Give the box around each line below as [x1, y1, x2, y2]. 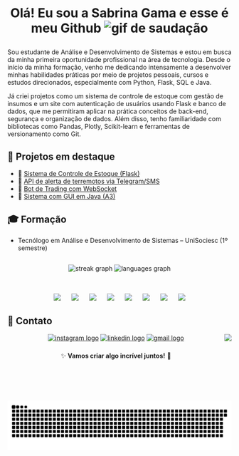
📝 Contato [7, 315, 53, 327]
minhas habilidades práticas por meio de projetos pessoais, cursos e [7, 71, 208, 79]
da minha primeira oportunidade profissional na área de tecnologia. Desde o [7, 56, 231, 64]
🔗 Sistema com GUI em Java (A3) [17, 192, 116, 200]
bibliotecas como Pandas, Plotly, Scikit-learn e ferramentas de [7, 123, 190, 131]
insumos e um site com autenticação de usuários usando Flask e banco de [7, 100, 226, 108]
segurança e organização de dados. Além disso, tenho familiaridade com [7, 115, 222, 123]
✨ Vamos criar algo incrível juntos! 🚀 [60, 351, 171, 360]
